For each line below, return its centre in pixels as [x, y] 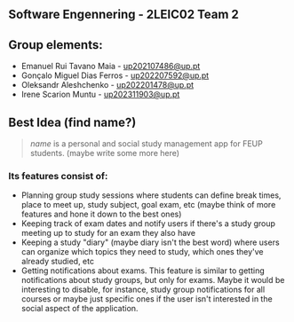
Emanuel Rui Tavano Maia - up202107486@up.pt [111, 67]
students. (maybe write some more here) [104, 153]
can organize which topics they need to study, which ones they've [142, 252]
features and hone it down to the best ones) [101, 214]
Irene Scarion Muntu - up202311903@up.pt [100, 94]
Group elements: [56, 45]
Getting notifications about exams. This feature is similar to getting [143, 271]
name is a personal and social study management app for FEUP [146, 144]
